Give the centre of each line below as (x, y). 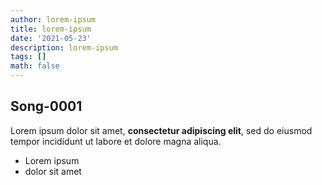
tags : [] (28, 57)
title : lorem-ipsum (51, 29)
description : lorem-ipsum (64, 47)
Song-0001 (46, 106)
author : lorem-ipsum (53, 19)
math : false (35, 66)
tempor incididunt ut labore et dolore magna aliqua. (116, 141)
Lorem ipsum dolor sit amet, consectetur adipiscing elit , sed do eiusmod (161, 130)
